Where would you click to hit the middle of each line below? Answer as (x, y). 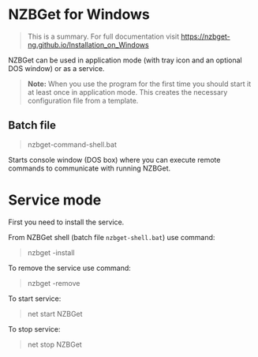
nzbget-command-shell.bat (72, 145)
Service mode (55, 200)
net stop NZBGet (55, 344)
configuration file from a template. (83, 100)
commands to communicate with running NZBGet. (90, 168)
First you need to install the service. (66, 222)
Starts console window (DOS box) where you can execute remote (114, 160)
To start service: (35, 299)
